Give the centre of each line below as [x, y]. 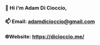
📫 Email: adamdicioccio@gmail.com [50, 21]
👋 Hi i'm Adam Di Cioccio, [36, 8]
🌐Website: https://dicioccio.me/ [45, 37]
